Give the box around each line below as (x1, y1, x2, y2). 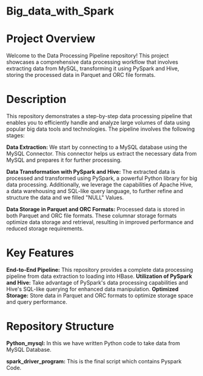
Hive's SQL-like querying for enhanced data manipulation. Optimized (6, 286, 179, 292)
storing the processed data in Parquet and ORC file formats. (6, 71, 156, 79)
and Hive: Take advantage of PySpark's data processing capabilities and (6, 279, 188, 286)
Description (6, 93, 67, 107)
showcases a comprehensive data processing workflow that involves (6, 59, 179, 66)
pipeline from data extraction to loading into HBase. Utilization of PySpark (6, 272, 193, 280)
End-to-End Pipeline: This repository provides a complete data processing (6, 266, 193, 273)
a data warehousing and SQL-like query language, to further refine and (6, 188, 184, 195)
